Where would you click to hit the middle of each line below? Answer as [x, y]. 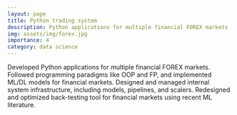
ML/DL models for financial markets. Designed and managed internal [109, 82]
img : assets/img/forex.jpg [47, 34]
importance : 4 [29, 40]
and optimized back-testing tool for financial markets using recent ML [110, 97]
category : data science [43, 47]
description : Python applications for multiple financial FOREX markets [118, 27]
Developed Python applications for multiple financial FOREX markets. [109, 67]
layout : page [27, 14]
